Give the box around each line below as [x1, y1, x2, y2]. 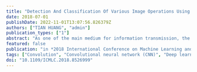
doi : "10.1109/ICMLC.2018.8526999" [6, 57, 93, 63]
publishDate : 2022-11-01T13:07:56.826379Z [6, 19, 111, 25]
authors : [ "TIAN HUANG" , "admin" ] [6, 24, 91, 31]
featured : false [6, 41, 46, 47]
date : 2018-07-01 [6, 14, 49, 20]
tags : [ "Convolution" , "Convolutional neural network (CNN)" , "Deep [6, 52, 177, 57]
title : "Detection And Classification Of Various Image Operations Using [6, 8, 191, 15]
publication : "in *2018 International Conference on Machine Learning [6, 46, 182, 52]
